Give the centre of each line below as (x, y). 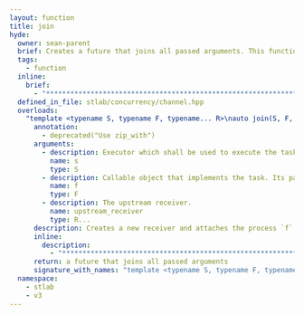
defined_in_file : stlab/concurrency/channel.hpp (111, 102)
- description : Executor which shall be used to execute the (160, 152)
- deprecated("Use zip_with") (99, 136)
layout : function (42, 18)
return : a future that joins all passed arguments (131, 262)
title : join (32, 26)
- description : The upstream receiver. (117, 203)
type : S (64, 169)
